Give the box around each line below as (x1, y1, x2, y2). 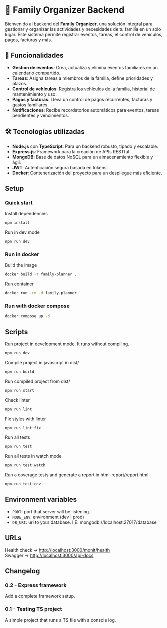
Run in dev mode (5, 229, 40, 235)
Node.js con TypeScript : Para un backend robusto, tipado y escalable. (12, 143, 158, 149)
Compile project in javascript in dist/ (5, 359, 79, 365)
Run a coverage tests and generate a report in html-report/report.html (5, 472, 149, 478)
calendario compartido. (12, 70, 61, 76)
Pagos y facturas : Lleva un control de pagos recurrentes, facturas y (12, 96, 153, 102)
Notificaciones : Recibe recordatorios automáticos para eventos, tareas (12, 107, 159, 113)
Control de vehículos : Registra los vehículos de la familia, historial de (12, 86, 155, 92)
